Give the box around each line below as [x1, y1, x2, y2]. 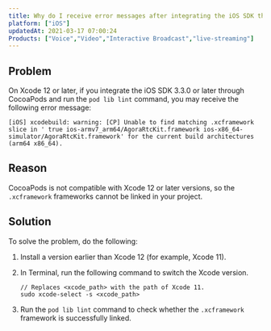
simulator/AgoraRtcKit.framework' [8, 132, 125, 141]
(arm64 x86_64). [8, 140, 63, 148]
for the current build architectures [127, 132, 254, 141]
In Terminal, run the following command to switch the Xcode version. [19, 267, 248, 277]
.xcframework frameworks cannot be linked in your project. [8, 191, 203, 201]
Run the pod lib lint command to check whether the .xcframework [19, 304, 244, 314]
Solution [8, 215, 52, 228]
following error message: [8, 103, 91, 113]
